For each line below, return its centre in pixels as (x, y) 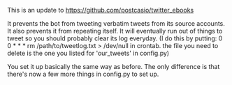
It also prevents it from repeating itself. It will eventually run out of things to (115, 31)
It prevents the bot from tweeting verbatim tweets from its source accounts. (116, 23)
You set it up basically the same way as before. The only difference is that (114, 67)
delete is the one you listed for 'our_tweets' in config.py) (88, 53)
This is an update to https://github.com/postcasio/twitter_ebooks (101, 10)
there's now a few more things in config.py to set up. (83, 74)
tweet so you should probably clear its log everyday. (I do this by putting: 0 (115, 38)
